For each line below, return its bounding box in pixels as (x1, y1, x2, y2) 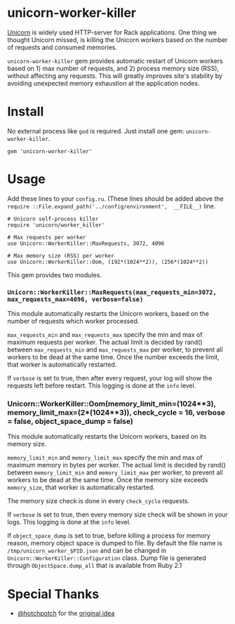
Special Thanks (7, 586, 100, 602)
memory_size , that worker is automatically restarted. (7, 483, 156, 492)
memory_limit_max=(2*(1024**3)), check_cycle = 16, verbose (7, 408, 226, 418)
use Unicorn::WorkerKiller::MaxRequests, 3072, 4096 (7, 240, 165, 247)
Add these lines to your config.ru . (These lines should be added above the (7, 194, 224, 203)
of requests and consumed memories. (7, 43, 118, 51)
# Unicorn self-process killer (7, 215, 99, 223)
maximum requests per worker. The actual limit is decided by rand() (7, 338, 203, 347)
